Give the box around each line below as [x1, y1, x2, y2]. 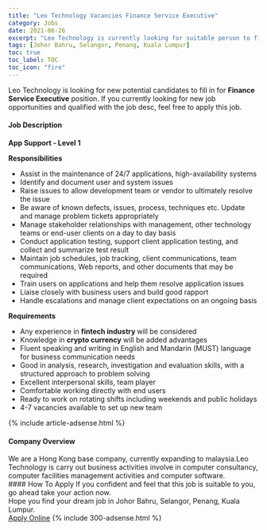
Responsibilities [8, 153, 63, 163]
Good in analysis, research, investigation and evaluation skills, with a [19, 360, 245, 370]
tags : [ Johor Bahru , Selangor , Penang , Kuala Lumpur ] [8, 41, 191, 49]
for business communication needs [19, 352, 135, 361]
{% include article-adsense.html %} [8, 418, 126, 427]
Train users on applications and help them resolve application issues [19, 279, 245, 288]
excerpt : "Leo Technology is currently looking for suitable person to [8, 33, 250, 42]
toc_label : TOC [8, 57, 59, 64]
